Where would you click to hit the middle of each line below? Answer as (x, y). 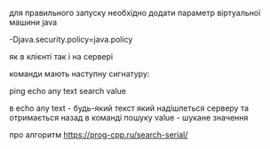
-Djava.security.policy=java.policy (71, 39)
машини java (33, 22)
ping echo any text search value (68, 91)
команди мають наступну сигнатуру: (79, 74)
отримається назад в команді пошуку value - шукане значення (129, 118)
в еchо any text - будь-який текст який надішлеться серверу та (129, 108)
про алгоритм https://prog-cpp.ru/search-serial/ (99, 135)
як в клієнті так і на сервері (61, 56)
